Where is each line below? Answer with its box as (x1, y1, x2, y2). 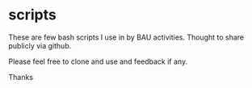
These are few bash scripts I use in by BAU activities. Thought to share (8, 32, 245, 42)
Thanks (8, 72, 34, 82)
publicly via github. (8, 40, 72, 50)
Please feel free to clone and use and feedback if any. (8, 57, 188, 66)
